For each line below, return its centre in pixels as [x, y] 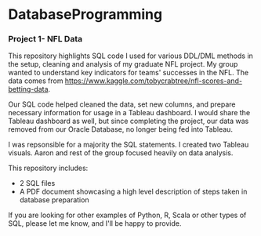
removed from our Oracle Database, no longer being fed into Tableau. [121, 129]
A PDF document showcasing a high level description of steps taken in [133, 192]
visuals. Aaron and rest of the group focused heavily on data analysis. [121, 153]
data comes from [36, 81]
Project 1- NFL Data [45, 39]
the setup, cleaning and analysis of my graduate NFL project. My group [123, 64]
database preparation [54, 200]
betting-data [28, 89]
